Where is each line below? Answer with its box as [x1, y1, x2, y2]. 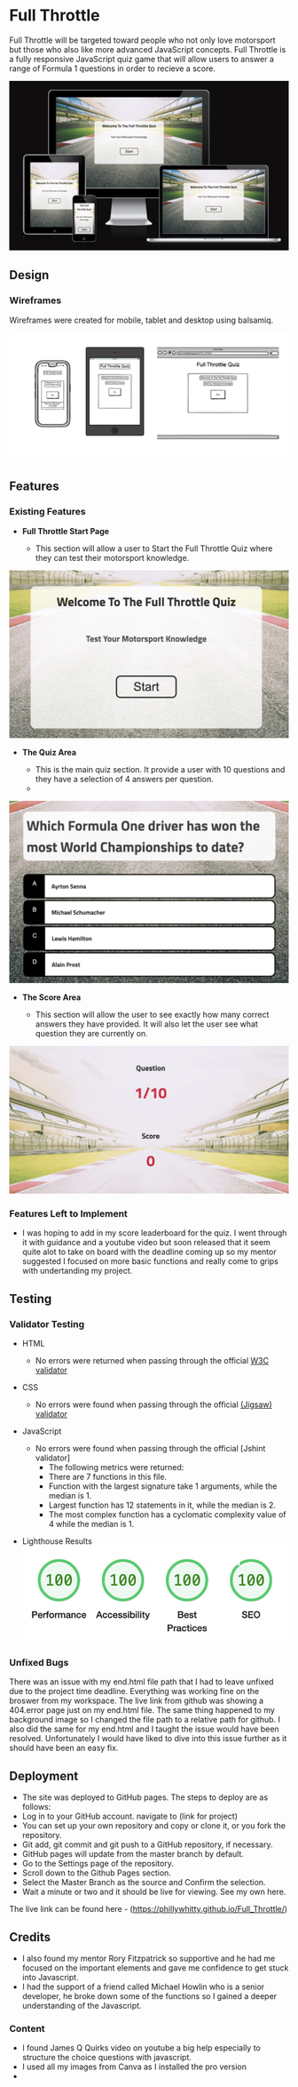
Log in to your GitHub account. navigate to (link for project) [21, 1811, 238, 1822]
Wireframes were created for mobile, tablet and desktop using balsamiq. [9, 315, 274, 325]
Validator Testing [9, 1317, 85, 1330]
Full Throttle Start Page [21, 525, 109, 536]
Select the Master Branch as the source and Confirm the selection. [21, 1877, 266, 1888]
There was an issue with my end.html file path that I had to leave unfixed [9, 1676, 274, 1687]
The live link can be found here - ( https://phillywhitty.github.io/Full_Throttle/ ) [9, 1904, 288, 1915]
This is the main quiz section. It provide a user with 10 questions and [35, 764, 286, 774]
